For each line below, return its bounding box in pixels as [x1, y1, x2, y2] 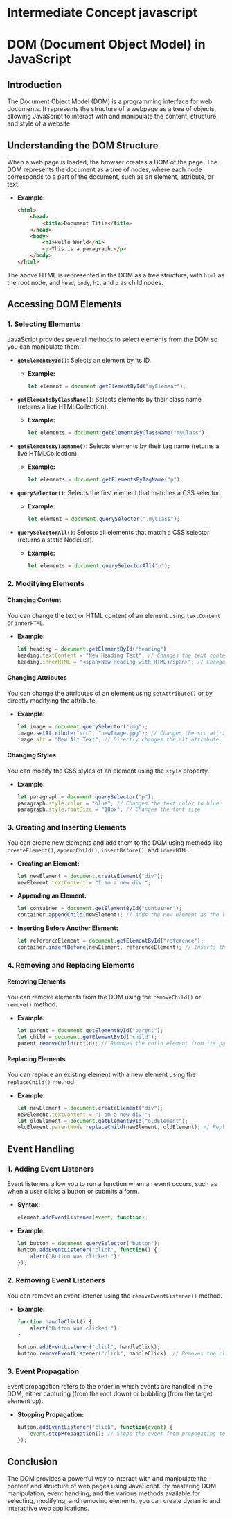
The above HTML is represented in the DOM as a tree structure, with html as [7, 271, 225, 279]
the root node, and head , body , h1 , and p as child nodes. [7, 278, 164, 286]
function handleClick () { [17, 1318, 92, 1325]
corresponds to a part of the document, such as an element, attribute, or [7, 173, 214, 181]
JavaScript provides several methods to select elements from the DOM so [7, 335, 218, 343]
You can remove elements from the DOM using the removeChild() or [7, 993, 202, 1002]
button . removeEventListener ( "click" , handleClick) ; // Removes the [17, 1350, 217, 1357]
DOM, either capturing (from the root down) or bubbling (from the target [7, 1389, 213, 1398]
